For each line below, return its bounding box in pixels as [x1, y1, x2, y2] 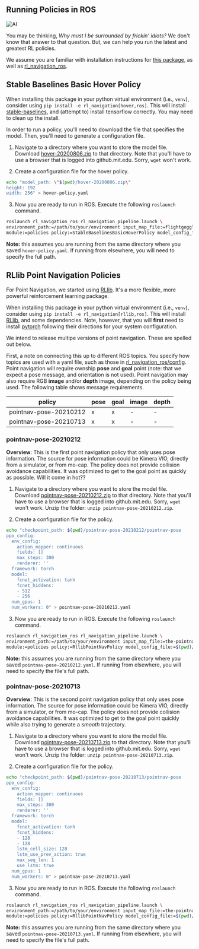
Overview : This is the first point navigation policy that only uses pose [6, 448, 176, 456]
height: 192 [6, 185, 36, 191]
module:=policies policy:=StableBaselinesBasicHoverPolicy [6, 230, 155, 236]
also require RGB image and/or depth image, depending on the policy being [6, 377, 191, 385]
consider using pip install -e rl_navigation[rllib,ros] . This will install [6, 310, 186, 317]
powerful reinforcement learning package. [6, 292, 110, 299]
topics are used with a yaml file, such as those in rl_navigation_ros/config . [6, 358, 187, 366]
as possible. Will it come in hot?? [6, 474, 86, 481]
